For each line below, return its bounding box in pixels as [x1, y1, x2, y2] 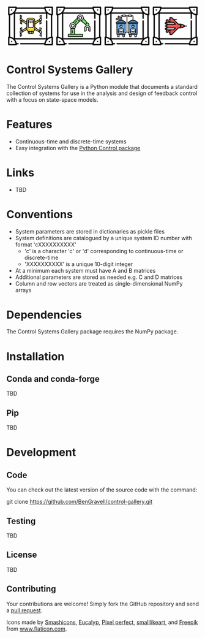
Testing [6, 515, 36, 526]
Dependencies [6, 308, 82, 322]
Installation [6, 349, 65, 363]
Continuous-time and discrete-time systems [15, 137, 127, 145]
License [6, 550, 37, 560]
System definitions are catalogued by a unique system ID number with [15, 234, 193, 241]
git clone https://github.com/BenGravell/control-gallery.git [6, 498, 153, 506]
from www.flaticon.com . [6, 625, 67, 632]
